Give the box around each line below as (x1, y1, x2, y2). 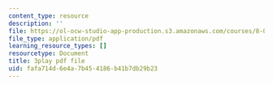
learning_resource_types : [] (8, 42, 107, 50)
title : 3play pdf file (8, 57, 85, 66)
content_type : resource (8, 11, 89, 20)
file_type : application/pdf (8, 34, 104, 43)
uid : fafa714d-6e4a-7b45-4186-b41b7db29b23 (8, 65, 158, 73)
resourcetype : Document (8, 49, 89, 57)
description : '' (8, 19, 63, 28)
